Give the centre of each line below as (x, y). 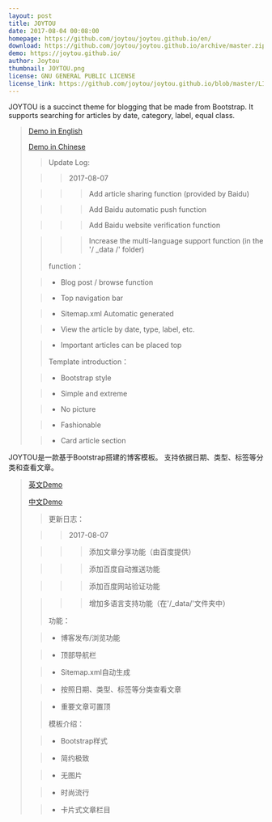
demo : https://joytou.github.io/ (65, 53)
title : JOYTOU (32, 23)
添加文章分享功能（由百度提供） (142, 552)
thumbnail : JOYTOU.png (47, 69)
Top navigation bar (92, 298)
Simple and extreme (94, 393)
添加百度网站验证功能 (124, 586)
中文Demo (45, 502)
